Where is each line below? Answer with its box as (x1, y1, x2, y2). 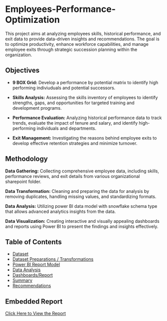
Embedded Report (5, 297, 63, 306)
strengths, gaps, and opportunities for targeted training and (12, 100, 135, 106)
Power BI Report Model (12, 262, 60, 268)
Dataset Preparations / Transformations (12, 256, 94, 262)
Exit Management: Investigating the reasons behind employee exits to (12, 135, 157, 141)
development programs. (12, 105, 62, 111)
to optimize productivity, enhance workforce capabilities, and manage (5, 41, 149, 47)
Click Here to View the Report (5, 311, 66, 317)
